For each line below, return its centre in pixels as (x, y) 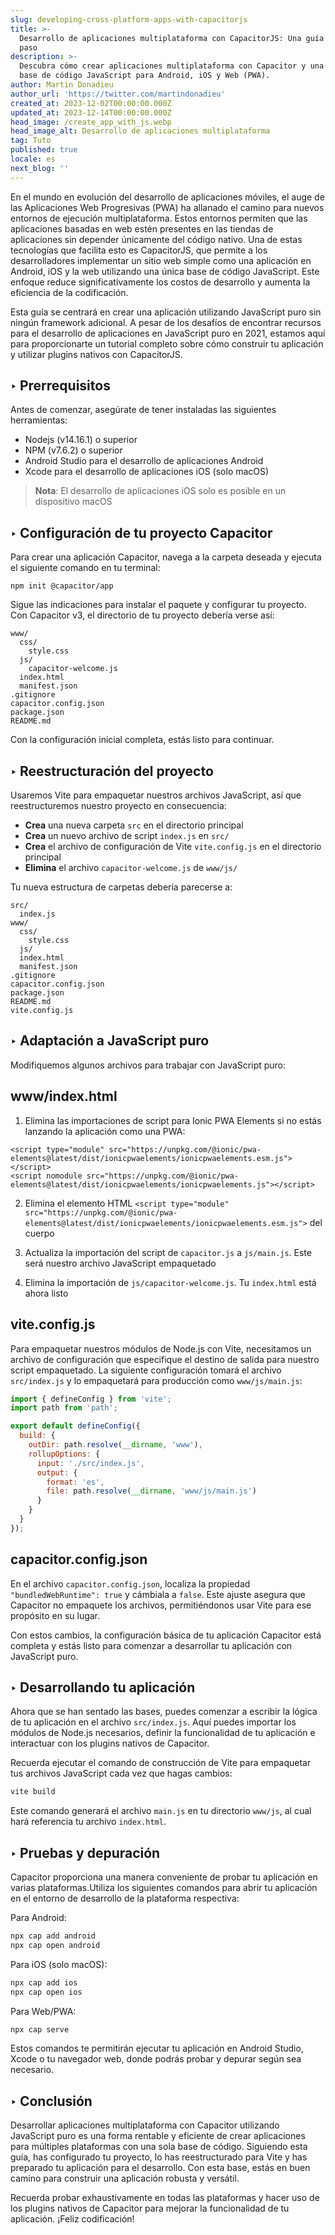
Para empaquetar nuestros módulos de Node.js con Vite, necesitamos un (161, 1348)
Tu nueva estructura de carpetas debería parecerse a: (121, 887)
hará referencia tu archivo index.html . (88, 1822)
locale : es (33, 159)
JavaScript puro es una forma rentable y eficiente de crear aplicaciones (158, 2136)
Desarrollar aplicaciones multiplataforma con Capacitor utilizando (145, 2125)
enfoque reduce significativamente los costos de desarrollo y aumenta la (160, 282)
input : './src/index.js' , (90, 1463)
